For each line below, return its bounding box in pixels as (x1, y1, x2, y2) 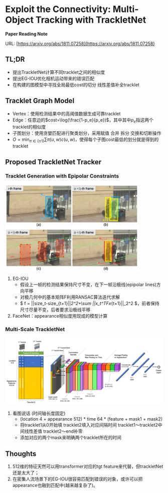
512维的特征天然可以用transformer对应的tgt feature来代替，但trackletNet (12, 463, 163, 469)
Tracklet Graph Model (5, 96, 75, 105)
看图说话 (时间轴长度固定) (12, 411, 66, 417)
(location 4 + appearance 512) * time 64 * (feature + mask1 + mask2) (20, 416, 163, 422)
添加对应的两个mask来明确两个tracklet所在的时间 (20, 435, 122, 441)
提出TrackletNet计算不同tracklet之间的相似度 (12, 69, 105, 75)
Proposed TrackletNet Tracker (5, 157, 102, 166)
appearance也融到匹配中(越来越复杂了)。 (12, 482, 98, 488)
